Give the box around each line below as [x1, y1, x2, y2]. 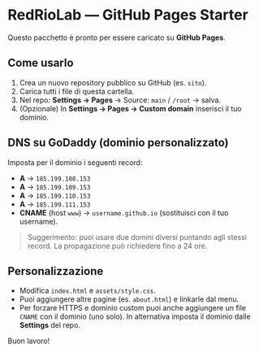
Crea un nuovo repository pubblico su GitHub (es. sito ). [19, 77, 207, 87]
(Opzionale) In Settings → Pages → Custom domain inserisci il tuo [19, 103, 242, 113]
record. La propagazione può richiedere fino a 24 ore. [27, 241, 208, 250]
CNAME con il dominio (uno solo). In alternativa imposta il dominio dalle [19, 311, 251, 322]
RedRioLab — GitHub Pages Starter [7, 6, 248, 24]
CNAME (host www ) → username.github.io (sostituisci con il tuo [19, 207, 229, 217]
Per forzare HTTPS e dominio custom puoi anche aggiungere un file [19, 303, 247, 313]
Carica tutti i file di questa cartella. [19, 86, 135, 96]
